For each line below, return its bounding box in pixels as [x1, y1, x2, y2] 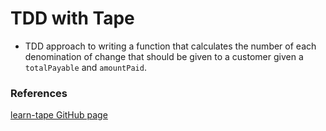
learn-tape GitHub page [10, 109, 108, 121]
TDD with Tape [10, 7, 135, 30]
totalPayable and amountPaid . [24, 61, 147, 73]
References [10, 86, 68, 100]
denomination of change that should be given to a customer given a [24, 50, 304, 62]
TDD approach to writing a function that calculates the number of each [24, 40, 317, 52]
